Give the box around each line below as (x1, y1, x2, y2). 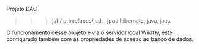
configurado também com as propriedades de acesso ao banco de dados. (6, 36, 194, 42)
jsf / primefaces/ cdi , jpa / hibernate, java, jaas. (51, 17, 172, 24)
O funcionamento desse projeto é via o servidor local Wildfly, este (6, 29, 173, 36)
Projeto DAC (6, 6, 37, 12)
